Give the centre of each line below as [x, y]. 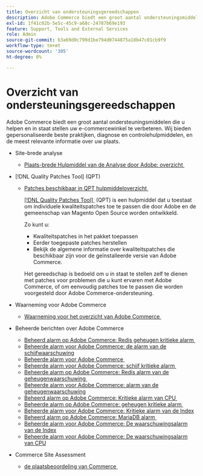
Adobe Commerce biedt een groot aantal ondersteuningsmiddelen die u [96, 122]
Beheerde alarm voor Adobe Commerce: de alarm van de [95, 346]
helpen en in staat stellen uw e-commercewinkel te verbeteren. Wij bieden [99, 128]
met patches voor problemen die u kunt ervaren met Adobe [98, 280]
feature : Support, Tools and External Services [67, 29]
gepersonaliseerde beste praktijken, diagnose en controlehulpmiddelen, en [99, 134]
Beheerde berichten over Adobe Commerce [69, 328]
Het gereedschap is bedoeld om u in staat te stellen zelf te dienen [106, 274]
